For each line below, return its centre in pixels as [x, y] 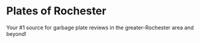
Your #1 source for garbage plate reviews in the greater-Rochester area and [100, 27]
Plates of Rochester [56, 11]
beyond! [17, 33]
